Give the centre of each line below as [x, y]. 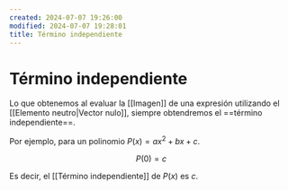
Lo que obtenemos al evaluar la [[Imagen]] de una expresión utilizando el [145, 103]
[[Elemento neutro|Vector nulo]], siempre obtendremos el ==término [136, 113]
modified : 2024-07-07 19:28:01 [68, 26]
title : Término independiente [66, 34]
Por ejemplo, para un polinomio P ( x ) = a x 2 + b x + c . [105, 140]
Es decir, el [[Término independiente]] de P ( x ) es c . [104, 176]
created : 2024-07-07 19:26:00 [66, 17]
